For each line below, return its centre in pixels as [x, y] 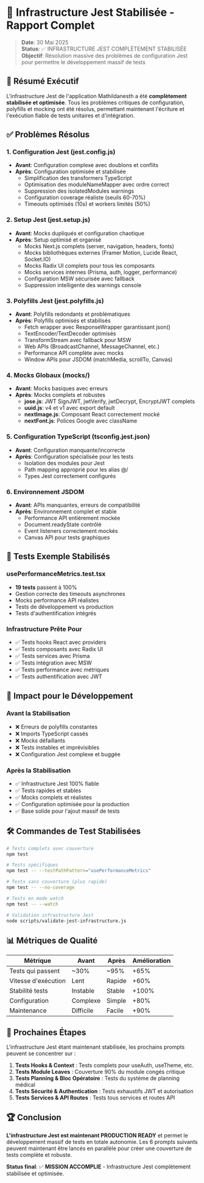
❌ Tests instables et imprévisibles [57, 747]
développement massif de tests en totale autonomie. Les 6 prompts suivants [102, 1142]
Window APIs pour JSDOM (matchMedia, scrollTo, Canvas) [98, 360]
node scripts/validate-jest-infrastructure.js [66, 921]
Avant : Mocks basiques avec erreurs [62, 388]
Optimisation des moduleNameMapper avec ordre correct [97, 185]
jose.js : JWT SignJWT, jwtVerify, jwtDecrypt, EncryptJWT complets [110, 401]
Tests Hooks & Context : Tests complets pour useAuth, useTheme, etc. [104, 1065]
